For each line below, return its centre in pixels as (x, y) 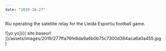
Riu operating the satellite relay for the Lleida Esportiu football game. (75, 24)
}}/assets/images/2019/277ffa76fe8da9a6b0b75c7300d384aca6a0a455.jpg (83, 38)
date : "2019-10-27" (25, 10)
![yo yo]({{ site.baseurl (28, 33)
